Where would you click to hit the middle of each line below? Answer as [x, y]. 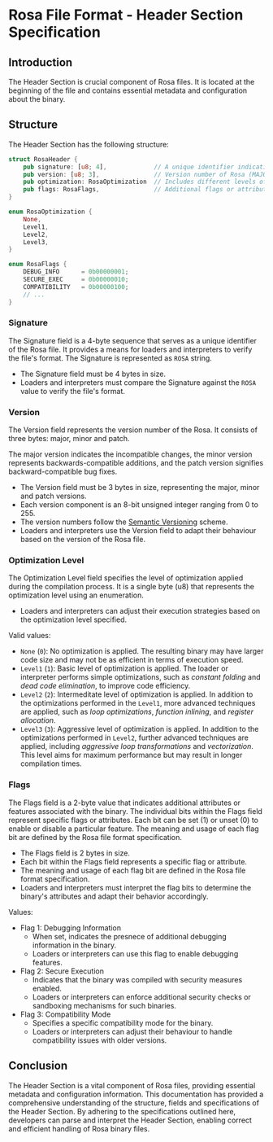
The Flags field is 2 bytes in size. [75, 853]
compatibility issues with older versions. [100, 1040]
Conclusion [38, 1066]
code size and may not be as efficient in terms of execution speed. [132, 660]
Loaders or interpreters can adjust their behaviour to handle [132, 1031]
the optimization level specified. [74, 619]
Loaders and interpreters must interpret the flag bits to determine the [136, 887]
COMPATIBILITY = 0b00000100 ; [76, 287]
